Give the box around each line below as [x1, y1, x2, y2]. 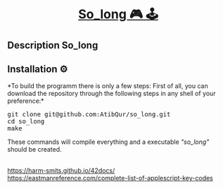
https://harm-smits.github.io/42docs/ [7, 166, 115, 175]
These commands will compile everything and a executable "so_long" [7, 138, 210, 146]
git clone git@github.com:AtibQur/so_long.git [7, 111, 171, 118]
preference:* [7, 97, 44, 105]
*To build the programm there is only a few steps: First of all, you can [7, 82, 209, 90]
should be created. [7, 145, 62, 154]
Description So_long [7, 39, 98, 51]
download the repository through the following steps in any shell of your [7, 90, 216, 98]
